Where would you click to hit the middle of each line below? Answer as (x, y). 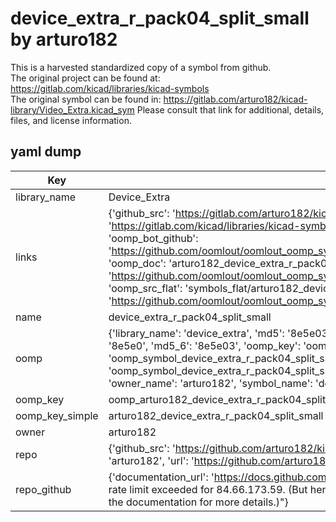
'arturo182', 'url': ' (151, 460)
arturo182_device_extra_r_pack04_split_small (216, 415)
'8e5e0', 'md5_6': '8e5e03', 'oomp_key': (204, 345)
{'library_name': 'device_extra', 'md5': (196, 333)
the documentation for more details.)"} (198, 502)
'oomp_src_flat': (145, 288)
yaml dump (46, 152)
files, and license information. (71, 120)
